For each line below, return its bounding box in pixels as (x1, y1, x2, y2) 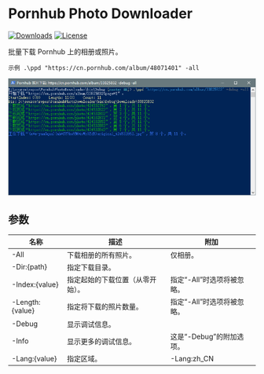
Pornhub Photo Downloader (8, 5, 193, 23)
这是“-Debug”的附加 (170, 332, 237, 341)
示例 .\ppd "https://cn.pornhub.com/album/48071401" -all (8, 64, 200, 71)
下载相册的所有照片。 (66, 250, 136, 259)
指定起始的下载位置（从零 (66, 275, 150, 284)
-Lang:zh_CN (170, 354, 214, 363)
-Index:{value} (11, 280, 59, 289)
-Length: (11, 298, 41, 307)
